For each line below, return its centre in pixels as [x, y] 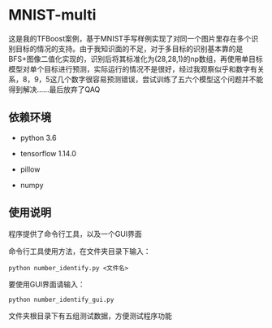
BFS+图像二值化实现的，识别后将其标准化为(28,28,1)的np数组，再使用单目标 [136, 59]
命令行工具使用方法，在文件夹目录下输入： [80, 251]
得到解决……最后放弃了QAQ [54, 89]
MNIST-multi [52, 15]
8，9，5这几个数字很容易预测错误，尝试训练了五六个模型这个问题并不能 [143, 79]
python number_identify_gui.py [61, 300]
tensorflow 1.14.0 [48, 153]
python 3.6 [38, 138]
